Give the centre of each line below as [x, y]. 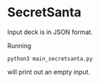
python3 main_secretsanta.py [50, 59]
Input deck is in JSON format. [50, 32]
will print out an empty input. [49, 72]
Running [19, 45]
